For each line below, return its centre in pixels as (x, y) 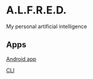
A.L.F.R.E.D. (36, 10)
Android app (21, 59)
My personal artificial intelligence (46, 26)
